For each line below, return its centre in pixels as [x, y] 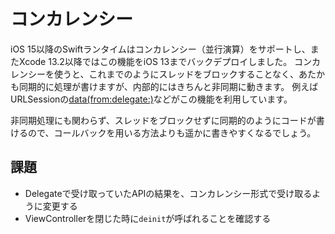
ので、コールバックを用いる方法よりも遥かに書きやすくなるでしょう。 [172, 132]
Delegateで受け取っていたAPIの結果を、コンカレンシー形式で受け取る [168, 193]
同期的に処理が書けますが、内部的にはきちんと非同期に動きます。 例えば [168, 86]
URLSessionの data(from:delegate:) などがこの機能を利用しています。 [151, 99]
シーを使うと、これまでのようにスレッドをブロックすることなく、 [163, 74]
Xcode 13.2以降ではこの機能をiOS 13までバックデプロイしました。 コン [165, 61]
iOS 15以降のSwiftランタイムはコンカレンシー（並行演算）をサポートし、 [160, 49]
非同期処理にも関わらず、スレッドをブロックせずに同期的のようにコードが [163, 120]
